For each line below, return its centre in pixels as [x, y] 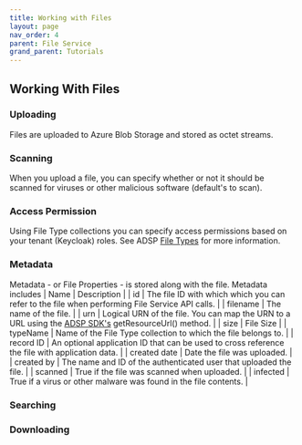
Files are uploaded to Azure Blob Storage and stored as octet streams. [141, 134]
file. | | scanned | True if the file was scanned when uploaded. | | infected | [150, 371]
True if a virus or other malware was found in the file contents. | [129, 381]
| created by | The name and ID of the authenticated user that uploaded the [151, 362]
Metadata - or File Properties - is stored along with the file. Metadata [138, 285]
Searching [33, 405]
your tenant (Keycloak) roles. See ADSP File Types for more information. [145, 241]
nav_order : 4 [34, 35]
